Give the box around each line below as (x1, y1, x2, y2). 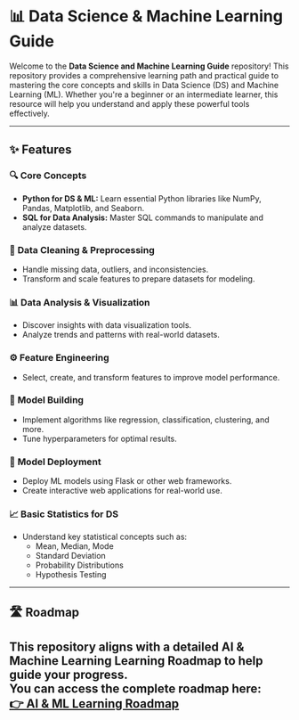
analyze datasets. (21, 221, 87, 232)
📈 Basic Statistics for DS (9, 508, 118, 520)
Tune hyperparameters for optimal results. (21, 433, 178, 444)
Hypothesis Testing (35, 569, 107, 580)
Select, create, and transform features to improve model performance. (21, 372, 280, 382)
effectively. (9, 108, 51, 119)
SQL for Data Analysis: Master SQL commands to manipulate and (21, 212, 264, 223)
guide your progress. (9, 667, 129, 683)
